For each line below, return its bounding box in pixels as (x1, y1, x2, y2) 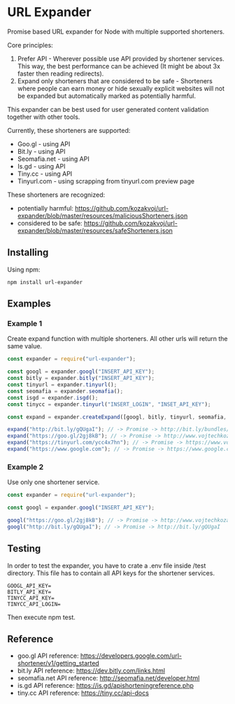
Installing (7, 246, 49, 259)
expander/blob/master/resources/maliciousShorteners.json (17, 211, 188, 220)
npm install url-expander (7, 279, 83, 286)
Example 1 (7, 319, 43, 329)
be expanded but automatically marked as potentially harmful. (17, 92, 197, 100)
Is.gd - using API (17, 162, 66, 170)
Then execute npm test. (7, 613, 76, 621)
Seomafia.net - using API (17, 155, 90, 163)
